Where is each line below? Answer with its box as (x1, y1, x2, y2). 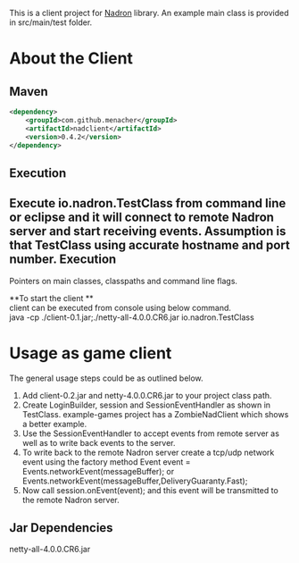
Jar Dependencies (9, 520, 113, 535)
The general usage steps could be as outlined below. (9, 373, 203, 383)
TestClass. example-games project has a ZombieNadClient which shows (21, 408, 289, 419)
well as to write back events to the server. (21, 437, 176, 448)
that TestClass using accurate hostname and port (9, 238, 290, 253)
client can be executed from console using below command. (9, 302, 232, 313)
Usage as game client (9, 343, 172, 363)
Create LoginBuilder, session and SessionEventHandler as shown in (21, 399, 270, 410)
